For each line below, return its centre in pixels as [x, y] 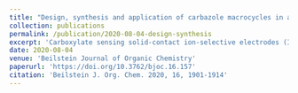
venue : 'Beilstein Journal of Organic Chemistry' [103, 58]
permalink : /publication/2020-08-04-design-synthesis [111, 34]
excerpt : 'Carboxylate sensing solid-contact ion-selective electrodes [144, 42]
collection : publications [57, 26]
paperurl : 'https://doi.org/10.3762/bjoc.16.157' [103, 67]
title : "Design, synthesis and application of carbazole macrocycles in [146, 17]
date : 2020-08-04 [41, 50]
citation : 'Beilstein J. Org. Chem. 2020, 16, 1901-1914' [118, 75]
